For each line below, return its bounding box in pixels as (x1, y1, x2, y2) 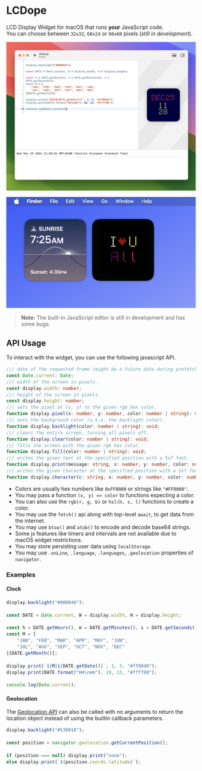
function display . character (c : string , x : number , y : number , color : (6, 474, 185, 480)
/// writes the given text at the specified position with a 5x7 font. (6, 455, 189, 461)
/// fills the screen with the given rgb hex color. (6, 442, 141, 448)
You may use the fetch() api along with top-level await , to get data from (14, 510, 194, 518)
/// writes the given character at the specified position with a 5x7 (6, 468, 187, 474)
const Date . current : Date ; (6, 373, 74, 379)
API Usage (6, 338, 46, 348)
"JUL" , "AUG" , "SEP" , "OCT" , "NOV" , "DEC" (17, 644, 125, 650)
